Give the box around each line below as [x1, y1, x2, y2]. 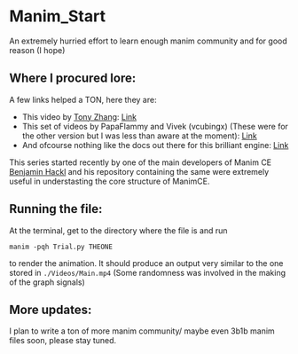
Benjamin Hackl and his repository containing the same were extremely [9, 166, 270, 177]
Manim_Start [9, 6, 106, 27]
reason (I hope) [9, 44, 66, 55]
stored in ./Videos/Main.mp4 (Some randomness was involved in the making [9, 267, 286, 278]
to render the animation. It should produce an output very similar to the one [9, 257, 284, 268]
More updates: [9, 302, 92, 317]
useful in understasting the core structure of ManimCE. [9, 176, 210, 186]
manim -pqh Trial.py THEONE [9, 242, 114, 251]
